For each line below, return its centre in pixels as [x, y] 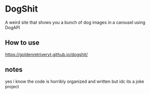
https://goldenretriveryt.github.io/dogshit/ [47, 54]
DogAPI [13, 27]
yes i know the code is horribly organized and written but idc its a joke [75, 81]
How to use [22, 43]
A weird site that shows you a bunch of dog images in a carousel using [75, 22]
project [12, 86]
